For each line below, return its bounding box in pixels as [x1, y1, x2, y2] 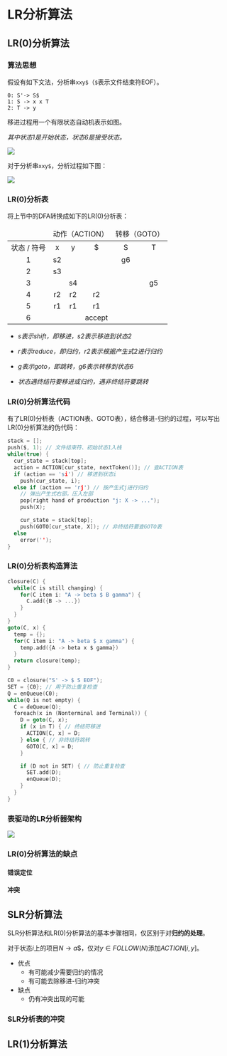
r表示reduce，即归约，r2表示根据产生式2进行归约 [17, 347, 163, 356]
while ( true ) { [7, 451, 50, 458]
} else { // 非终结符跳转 [20, 736, 90, 743]
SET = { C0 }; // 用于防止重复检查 [7, 683, 98, 691]
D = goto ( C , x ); [20, 716, 69, 723]
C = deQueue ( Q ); [13, 703, 62, 711]
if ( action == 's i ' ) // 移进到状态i [13, 471, 117, 478]
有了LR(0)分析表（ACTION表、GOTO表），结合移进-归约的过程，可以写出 [7, 414, 220, 423]
